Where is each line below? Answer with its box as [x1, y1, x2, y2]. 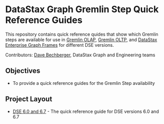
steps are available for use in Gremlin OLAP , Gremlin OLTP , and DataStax [5, 37, 157, 43]
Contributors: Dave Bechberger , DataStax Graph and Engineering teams [5, 52, 156, 58]
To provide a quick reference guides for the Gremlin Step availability [12, 80, 155, 86]
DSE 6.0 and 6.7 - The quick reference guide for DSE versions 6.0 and [12, 108, 159, 114]
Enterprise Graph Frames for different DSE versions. [5, 42, 114, 48]
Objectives [5, 67, 41, 75]
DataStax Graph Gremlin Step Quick [5, 4, 159, 15]
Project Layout [5, 95, 52, 104]
